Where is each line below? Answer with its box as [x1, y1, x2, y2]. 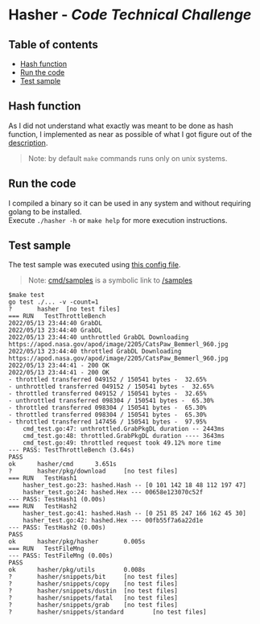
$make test [8, 291, 45, 300]
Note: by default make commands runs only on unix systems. [27, 153, 228, 163]
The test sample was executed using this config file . [8, 260, 181, 270]
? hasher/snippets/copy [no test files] [8, 580, 179, 589]
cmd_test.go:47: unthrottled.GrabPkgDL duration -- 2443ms [23, 425, 225, 433]
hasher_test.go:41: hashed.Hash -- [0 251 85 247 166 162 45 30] [23, 510, 247, 518]
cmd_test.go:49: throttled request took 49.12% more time [23, 439, 221, 448]
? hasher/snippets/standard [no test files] [8, 608, 207, 617]
